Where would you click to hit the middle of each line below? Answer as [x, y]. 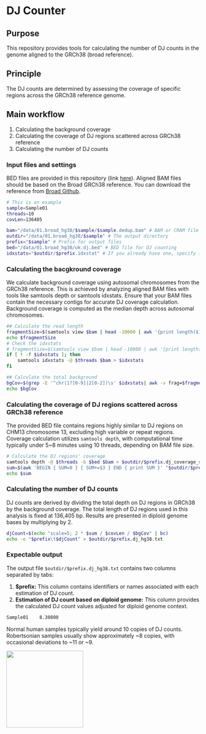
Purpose [23, 33]
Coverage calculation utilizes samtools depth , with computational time [94, 439]
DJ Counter [36, 11]
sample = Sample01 [27, 208]
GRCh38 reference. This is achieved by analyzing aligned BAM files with [97, 289]
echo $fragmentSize [31, 338]
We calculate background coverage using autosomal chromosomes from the [103, 282]
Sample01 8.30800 [33, 617]
